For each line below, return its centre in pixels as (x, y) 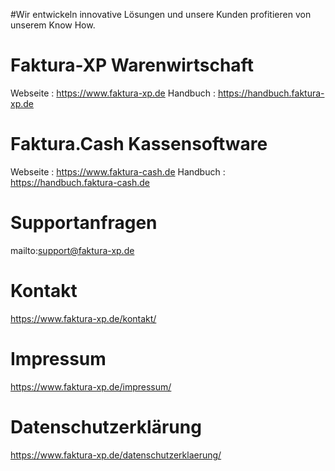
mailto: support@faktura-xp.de (72, 250)
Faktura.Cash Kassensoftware (139, 144)
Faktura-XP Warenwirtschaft (132, 65)
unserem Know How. (53, 25)
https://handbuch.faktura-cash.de (80, 182)
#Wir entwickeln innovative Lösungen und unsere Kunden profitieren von (161, 14)
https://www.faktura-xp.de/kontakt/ (83, 318)
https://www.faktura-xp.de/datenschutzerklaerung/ (116, 455)
